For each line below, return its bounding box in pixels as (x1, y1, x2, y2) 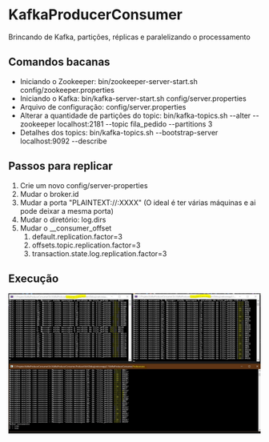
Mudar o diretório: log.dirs (19, 215, 106, 224)
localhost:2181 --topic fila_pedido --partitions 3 (57, 119, 213, 129)
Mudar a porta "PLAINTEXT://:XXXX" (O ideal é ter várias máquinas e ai (19, 198, 256, 207)
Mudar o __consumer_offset (19, 223, 112, 233)
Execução (8, 271, 59, 285)
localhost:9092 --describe (19, 136, 107, 146)
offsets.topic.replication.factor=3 (31, 240, 141, 250)
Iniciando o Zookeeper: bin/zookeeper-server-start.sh (19, 76, 199, 86)
